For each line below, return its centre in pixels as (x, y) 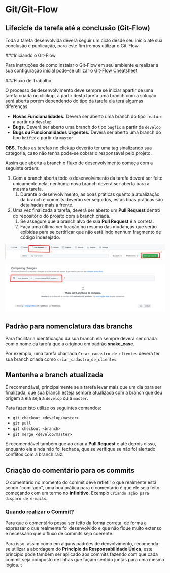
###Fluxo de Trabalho (28, 80)
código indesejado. (40, 237)
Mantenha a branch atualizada (54, 375)
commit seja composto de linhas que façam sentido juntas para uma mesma (85, 559)
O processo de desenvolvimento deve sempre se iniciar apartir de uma (79, 90)
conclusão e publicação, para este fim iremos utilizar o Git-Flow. (72, 46)
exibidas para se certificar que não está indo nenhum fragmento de (91, 232)
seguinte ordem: (22, 168)
